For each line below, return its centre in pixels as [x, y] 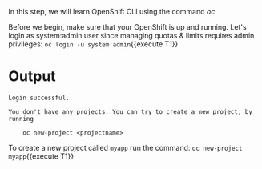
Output [32, 76]
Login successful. [39, 98]
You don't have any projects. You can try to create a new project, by [130, 111]
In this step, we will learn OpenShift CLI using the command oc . [113, 12]
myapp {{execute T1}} [41, 156]
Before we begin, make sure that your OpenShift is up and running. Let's [127, 27]
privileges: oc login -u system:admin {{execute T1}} [93, 44]
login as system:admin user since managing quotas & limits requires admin [131, 36]
